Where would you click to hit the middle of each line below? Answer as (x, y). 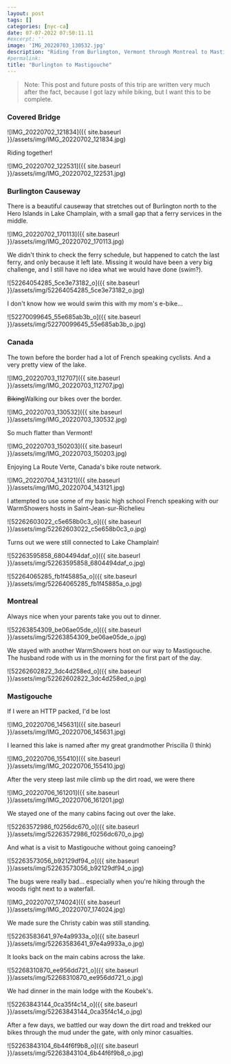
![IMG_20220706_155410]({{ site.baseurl (64, 759)
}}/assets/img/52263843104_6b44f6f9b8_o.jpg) (76, 1053)
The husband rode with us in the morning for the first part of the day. (104, 658)
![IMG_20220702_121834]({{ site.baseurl (64, 132)
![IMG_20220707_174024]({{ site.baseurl (64, 902)
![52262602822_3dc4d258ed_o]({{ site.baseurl (74, 671)
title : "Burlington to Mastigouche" (59, 65)
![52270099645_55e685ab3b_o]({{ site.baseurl (74, 317)
